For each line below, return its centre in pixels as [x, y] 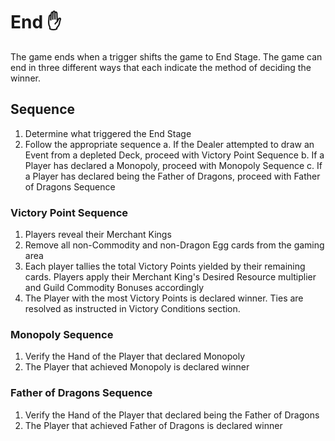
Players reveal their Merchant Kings [98, 235]
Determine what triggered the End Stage [108, 133]
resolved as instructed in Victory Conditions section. [132, 309]
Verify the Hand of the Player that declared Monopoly [135, 356]
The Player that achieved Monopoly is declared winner [137, 367]
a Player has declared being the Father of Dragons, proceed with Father [172, 176]
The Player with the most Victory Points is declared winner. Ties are [164, 298]
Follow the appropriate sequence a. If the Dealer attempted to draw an [169, 144]
